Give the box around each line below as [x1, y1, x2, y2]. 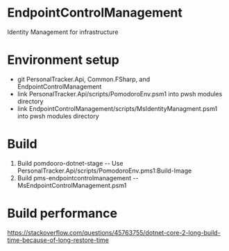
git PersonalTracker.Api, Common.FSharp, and [17, 75, 151, 83]
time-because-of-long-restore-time [7, 236, 110, 244]
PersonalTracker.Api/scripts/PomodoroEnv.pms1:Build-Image [17, 166, 192, 175]
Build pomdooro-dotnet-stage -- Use [17, 159, 124, 167]
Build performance [7, 206, 118, 221]
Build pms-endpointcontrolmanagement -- [17, 173, 139, 182]
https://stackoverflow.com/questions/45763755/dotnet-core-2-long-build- [7, 228, 221, 236]
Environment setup [7, 52, 119, 68]
